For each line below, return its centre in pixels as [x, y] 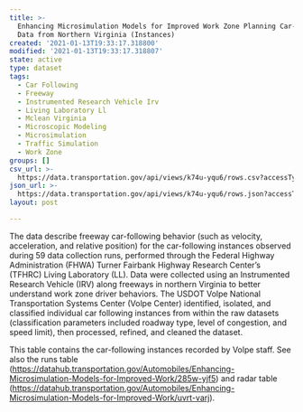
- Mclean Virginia [52, 118]
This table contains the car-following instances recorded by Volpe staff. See [150, 350]
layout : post [34, 203]
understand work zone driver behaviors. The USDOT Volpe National [135, 294]
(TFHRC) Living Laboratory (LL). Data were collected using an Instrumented [150, 274]
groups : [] [30, 160]
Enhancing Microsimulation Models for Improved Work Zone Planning [147, 26]
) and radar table [247, 378]
